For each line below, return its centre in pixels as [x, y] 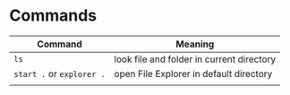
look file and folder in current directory [195, 59]
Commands [53, 16]
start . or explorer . [60, 73]
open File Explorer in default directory [193, 73]
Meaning [195, 44]
